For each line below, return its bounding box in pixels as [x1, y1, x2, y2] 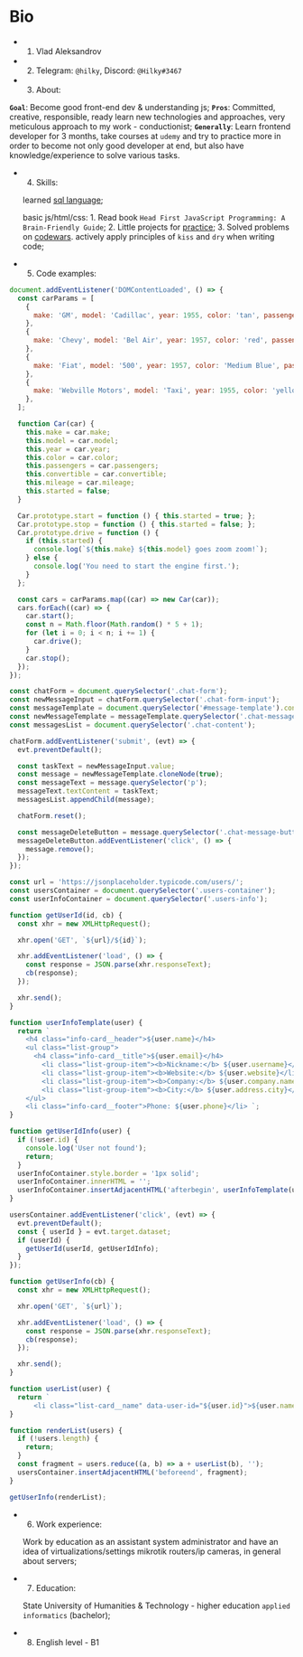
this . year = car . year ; [25, 445, 111, 454]
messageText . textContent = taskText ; [17, 786, 160, 796]
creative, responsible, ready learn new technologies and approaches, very [9, 111, 286, 122]
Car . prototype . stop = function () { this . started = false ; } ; [17, 520, 256, 529]
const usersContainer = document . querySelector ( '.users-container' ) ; [9, 886, 277, 896]
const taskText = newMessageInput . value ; [17, 761, 176, 770]
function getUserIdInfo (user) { [9, 1127, 131, 1136]
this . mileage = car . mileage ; [25, 478, 135, 487]
